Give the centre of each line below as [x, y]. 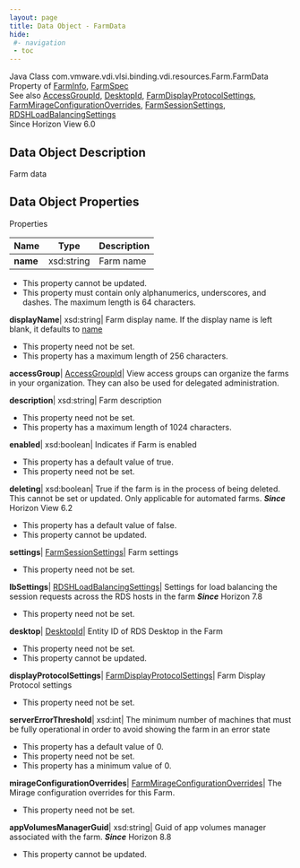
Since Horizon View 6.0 [52, 124]
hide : [19, 34]
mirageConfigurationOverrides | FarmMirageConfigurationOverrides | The [146, 783]
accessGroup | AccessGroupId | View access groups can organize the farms [149, 373]
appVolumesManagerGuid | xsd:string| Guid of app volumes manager [138, 827]
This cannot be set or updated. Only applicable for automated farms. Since [148, 498]
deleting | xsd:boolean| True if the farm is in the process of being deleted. [145, 489]
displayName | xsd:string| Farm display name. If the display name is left [141, 319]
